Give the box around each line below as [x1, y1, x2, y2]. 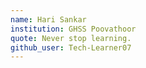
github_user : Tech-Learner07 [10, 42, 132, 53]
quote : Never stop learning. [10, 33, 132, 43]
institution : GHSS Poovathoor [10, 24, 137, 34]
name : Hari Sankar [10, 14, 87, 25]
